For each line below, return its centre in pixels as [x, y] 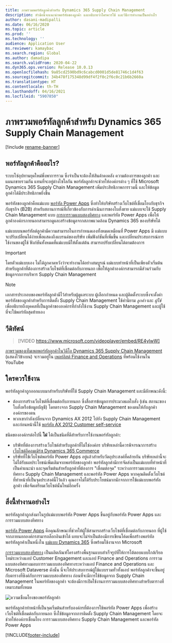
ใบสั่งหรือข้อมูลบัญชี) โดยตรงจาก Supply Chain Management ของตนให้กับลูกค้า [85, 407]
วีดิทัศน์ [15, 328]
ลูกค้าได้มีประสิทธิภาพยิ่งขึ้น [28, 193]
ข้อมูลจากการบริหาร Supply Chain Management [51, 274]
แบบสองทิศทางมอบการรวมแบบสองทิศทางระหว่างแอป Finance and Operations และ [80, 564]
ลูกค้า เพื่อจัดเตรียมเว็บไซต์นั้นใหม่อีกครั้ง [46, 485]
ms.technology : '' [25, 39]
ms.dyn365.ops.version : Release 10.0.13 [49, 67]
